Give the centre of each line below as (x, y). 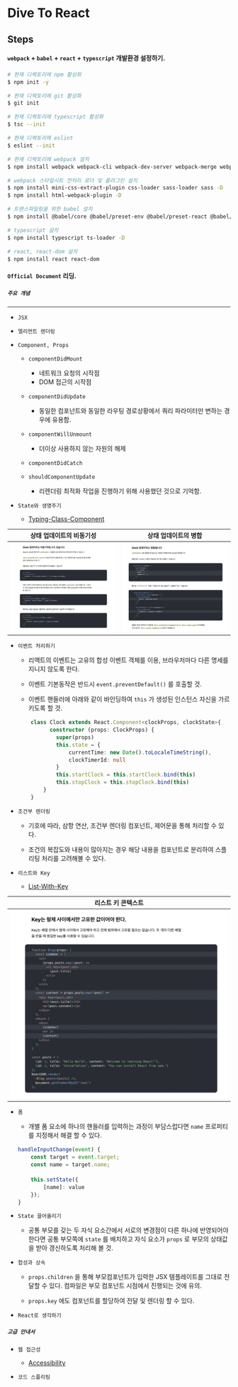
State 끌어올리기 (39, 1216)
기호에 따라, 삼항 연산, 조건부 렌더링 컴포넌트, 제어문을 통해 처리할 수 (123, 826)
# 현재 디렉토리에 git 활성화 (44, 96)
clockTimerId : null (97, 760)
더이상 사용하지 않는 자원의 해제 (82, 448)
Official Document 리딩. (42, 276)
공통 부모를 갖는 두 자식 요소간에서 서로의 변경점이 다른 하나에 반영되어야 (128, 1230)
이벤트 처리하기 (36, 646)
